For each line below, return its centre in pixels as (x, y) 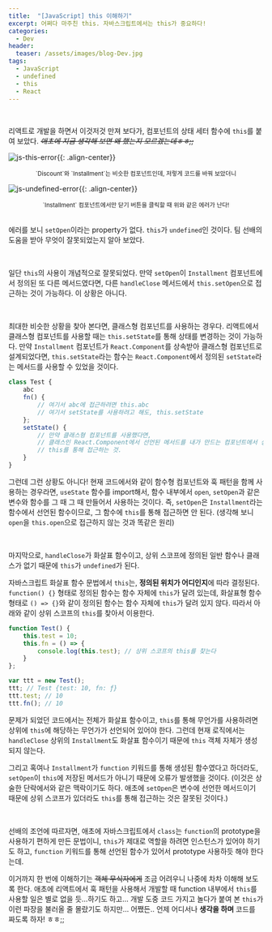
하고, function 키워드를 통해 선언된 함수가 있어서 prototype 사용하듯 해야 (133, 851)
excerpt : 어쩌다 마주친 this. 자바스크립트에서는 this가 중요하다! (107, 24)
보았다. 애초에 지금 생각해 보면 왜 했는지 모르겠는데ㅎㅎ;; (105, 141)
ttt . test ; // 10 (36, 696)
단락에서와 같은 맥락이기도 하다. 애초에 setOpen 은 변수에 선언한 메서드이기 (140, 788)
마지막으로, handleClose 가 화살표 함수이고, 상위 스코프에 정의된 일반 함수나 (127, 555)
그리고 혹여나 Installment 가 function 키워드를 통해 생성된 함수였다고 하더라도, (134, 767)
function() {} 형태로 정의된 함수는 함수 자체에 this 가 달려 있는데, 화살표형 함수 (135, 592)
